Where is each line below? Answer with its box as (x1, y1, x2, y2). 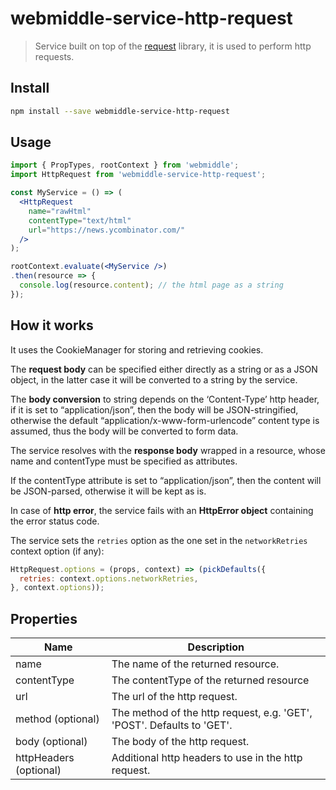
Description (187, 640, 245, 654)
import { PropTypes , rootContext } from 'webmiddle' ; (10, 160, 240, 171)
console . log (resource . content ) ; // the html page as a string (19, 280, 284, 291)
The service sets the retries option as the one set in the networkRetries (10, 534, 308, 546)
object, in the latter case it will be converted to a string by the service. (10, 373, 298, 386)
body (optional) (15, 735, 88, 749)
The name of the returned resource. (111, 657, 280, 671)
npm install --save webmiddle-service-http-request (10, 106, 230, 116)
